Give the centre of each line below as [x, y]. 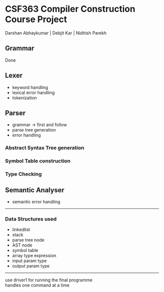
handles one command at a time [37, 285]
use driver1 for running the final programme [49, 280]
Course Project [36, 19]
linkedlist [21, 230]
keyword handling [30, 87]
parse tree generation [34, 130]
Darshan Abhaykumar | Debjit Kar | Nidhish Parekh [56, 33]
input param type [30, 261]
